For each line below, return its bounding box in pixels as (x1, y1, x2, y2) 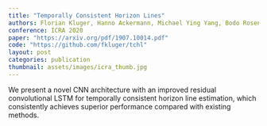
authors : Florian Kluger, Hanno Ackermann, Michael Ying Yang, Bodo (8, 19, 240, 27)
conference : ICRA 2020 (8, 26, 83, 34)
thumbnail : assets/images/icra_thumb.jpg (8, 63, 148, 71)
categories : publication (8, 56, 91, 64)
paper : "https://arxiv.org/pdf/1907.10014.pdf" (8, 33, 169, 42)
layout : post (8, 48, 52, 56)
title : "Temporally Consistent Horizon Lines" (8, 11, 165, 20)
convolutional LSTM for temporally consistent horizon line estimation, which (8, 93, 257, 103)
